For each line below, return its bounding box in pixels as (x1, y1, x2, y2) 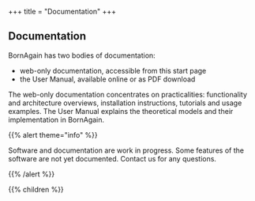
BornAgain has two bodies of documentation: (8, 51, 156, 60)
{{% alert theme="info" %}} (8, 130, 99, 139)
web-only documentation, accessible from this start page (19, 66, 207, 75)
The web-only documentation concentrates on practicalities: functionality (8, 89, 247, 99)
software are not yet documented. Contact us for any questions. (8, 154, 217, 163)
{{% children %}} (8, 184, 65, 194)
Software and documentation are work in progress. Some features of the (8, 146, 245, 155)
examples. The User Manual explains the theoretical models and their (8, 106, 234, 116)
